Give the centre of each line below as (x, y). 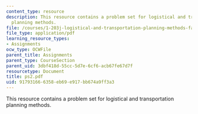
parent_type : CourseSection (41, 60)
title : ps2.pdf (25, 77)
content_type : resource (35, 11)
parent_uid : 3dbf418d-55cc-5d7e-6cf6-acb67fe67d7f (70, 66)
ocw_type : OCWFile (29, 50)
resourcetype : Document (35, 71)
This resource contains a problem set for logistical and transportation (90, 99)
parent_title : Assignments (39, 55)
